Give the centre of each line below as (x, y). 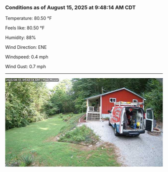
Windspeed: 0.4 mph (27, 57)
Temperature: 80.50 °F (28, 18)
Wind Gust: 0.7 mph (25, 67)
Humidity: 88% (21, 38)
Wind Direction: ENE (26, 47)
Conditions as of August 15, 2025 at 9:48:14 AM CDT (70, 7)
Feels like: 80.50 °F (25, 28)
